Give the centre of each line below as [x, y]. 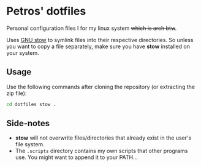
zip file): [17, 93]
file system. [30, 144]
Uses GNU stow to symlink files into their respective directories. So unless [100, 40]
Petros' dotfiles [46, 11]
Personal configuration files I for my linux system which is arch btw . [92, 28]
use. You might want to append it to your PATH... [76, 157]
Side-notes [28, 123]
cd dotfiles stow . [31, 104]
